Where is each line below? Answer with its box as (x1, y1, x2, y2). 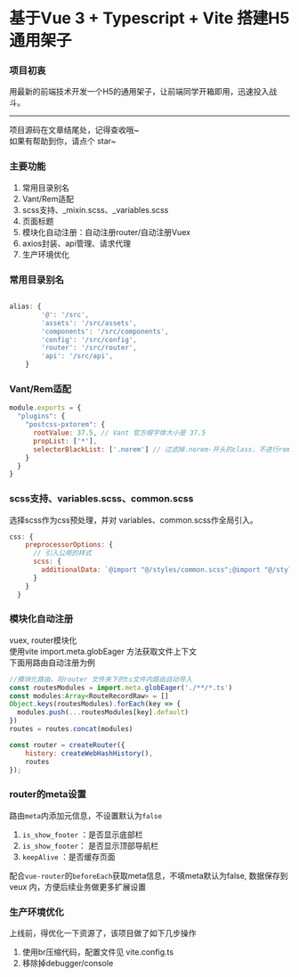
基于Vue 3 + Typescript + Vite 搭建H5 (9, 8, 290, 28)
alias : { (9, 302, 42, 312)
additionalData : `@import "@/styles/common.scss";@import (41, 566, 261, 574)
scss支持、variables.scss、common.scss (9, 493, 194, 505)
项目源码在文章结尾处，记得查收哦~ (9, 125, 140, 135)
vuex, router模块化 (9, 634, 77, 646)
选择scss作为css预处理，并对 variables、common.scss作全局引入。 (9, 514, 258, 525)
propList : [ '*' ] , (32, 436, 98, 445)
